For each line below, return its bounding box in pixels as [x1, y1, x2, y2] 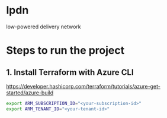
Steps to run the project [6, 44, 125, 57]
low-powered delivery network [6, 23, 81, 30]
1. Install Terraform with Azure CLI [6, 67, 134, 77]
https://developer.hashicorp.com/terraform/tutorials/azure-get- [6, 83, 161, 90]
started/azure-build [6, 89, 54, 96]
